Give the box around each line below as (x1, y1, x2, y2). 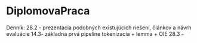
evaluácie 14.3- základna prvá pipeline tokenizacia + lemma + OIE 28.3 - (6, 30, 184, 37)
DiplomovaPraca (6, 4, 90, 18)
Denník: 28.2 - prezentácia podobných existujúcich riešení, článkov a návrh (6, 24, 192, 31)
